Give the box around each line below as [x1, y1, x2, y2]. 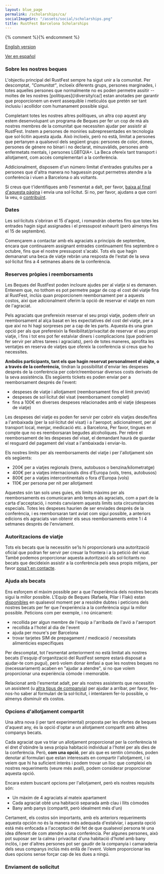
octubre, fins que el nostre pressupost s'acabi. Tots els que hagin [5, 248, 137, 254]
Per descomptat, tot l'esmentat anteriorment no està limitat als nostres [5, 649, 147, 655]
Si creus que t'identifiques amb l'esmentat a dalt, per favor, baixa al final [5, 184, 151, 190]
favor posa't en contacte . [5, 565, 56, 571]
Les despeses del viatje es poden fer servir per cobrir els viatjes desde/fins [5, 414, 158, 420]
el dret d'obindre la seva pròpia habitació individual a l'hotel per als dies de [5, 744, 156, 750]
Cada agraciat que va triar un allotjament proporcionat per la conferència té [5, 739, 157, 745]
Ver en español [5, 54, 36, 59]
